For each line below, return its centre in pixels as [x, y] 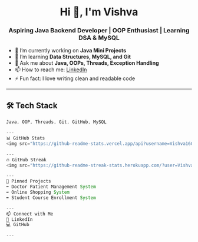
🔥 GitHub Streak [26, 160]
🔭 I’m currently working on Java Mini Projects [70, 51]
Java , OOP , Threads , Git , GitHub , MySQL [57, 122]
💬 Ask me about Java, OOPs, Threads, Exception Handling [87, 63]
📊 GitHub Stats [26, 138]
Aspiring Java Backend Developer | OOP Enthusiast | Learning [99, 31]
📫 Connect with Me [30, 214]
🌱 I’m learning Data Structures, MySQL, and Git [73, 57]
